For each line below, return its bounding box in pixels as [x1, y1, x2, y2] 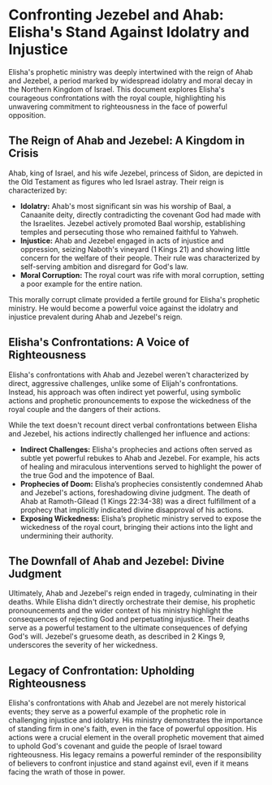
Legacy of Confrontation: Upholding [8, 664, 195, 678]
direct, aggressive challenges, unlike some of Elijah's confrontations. [8, 378, 239, 388]
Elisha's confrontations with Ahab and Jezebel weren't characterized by [8, 370, 249, 379]
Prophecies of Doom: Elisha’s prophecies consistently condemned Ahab [19, 479, 264, 488]
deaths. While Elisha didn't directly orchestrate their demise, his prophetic [8, 597, 256, 607]
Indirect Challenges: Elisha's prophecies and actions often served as [19, 445, 253, 454]
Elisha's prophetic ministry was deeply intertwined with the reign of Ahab [8, 67, 253, 76]
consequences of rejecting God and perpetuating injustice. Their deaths [8, 614, 250, 624]
